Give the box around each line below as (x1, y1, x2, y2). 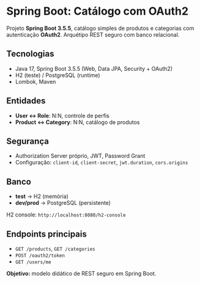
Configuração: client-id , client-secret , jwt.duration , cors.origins (15, 159, 188, 166)
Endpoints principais (6, 229, 87, 239)
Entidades (6, 96, 46, 106)
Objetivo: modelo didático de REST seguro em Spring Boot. (6, 270, 157, 277)
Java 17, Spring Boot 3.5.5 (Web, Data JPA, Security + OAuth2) (15, 65, 173, 72)
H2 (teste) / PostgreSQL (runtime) (15, 72, 100, 79)
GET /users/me (15, 259, 51, 265)
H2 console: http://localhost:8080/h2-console (6, 211, 126, 218)
